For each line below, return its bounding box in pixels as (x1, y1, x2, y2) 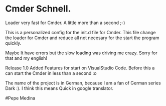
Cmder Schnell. (5, 3, 71, 15)
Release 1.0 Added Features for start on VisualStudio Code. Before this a (5, 65, 155, 71)
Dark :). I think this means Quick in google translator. (5, 85, 114, 91)
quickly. (5, 40, 22, 46)
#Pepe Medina (5, 95, 36, 101)
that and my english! (5, 55, 48, 61)
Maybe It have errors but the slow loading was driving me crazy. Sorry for (5, 50, 158, 56)
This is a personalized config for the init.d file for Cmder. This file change (5, 29, 156, 35)
